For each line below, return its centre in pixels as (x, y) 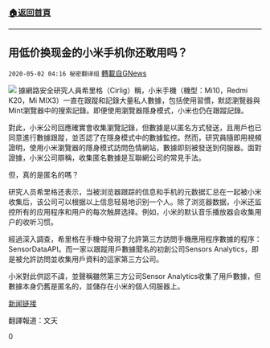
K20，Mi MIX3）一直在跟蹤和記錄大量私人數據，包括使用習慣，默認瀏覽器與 (135, 100)
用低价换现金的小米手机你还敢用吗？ (98, 53)
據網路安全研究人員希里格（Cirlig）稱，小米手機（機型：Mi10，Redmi (133, 91)
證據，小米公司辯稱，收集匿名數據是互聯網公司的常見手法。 (107, 158)
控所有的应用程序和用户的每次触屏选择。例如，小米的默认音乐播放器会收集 (131, 212)
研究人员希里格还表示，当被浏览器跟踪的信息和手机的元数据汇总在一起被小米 (135, 192)
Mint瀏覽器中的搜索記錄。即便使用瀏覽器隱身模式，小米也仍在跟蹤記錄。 (128, 111)
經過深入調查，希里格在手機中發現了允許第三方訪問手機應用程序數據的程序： (135, 240)
